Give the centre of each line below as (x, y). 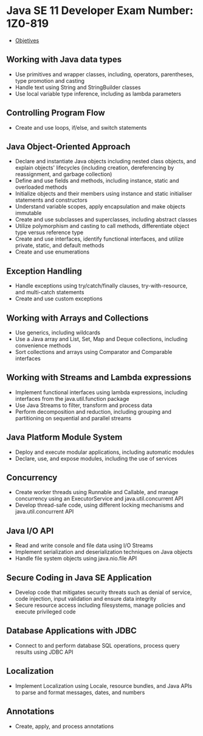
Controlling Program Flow (56, 113)
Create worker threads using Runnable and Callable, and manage (97, 492)
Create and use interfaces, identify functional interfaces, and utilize (99, 239)
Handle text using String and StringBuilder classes (78, 87)
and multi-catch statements (50, 292)
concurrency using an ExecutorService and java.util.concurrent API (99, 499)
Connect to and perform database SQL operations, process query (98, 645)
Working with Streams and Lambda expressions (99, 377)
